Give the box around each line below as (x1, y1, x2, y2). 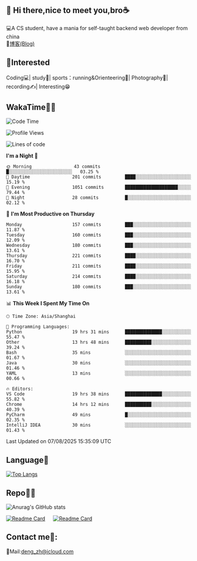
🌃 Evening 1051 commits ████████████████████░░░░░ (6, 185, 192, 191)
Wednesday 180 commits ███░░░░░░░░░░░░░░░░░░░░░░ (6, 243, 192, 249)
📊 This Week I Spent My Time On (6, 300, 90, 307)
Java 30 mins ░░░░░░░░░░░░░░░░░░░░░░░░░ (6, 360, 192, 366)
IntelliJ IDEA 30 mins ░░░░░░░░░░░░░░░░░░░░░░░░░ (6, 423, 192, 428)
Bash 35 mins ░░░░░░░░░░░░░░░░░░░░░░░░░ (6, 350, 192, 356)
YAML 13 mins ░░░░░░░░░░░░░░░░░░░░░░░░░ (6, 370, 192, 376)
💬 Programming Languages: (6, 324, 70, 330)
